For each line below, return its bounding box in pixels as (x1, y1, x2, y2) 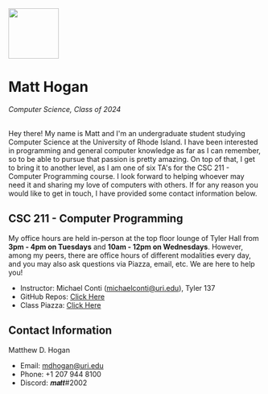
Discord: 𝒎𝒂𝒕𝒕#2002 (19, 378, 88, 388)
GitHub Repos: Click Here (19, 292, 105, 301)
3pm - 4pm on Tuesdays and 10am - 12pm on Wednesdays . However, (8, 242, 244, 251)
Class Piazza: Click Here (19, 300, 101, 309)
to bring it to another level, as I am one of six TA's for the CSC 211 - (8, 163, 230, 172)
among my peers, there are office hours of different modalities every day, (8, 250, 251, 260)
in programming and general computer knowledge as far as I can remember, (8, 145, 262, 156)
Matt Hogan (8, 78, 89, 96)
